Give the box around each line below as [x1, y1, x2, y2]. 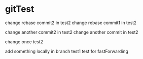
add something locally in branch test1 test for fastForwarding [5, 48, 128, 54]
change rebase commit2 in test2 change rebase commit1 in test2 [5, 20, 137, 26]
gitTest [5, 3, 35, 15]
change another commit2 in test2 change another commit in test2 [5, 29, 139, 35]
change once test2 [5, 38, 43, 45]
